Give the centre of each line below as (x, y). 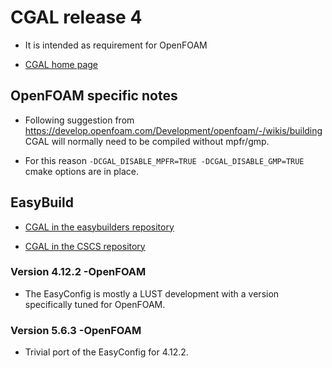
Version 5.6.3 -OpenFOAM (76, 330)
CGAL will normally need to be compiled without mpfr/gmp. (147, 141)
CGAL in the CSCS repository (85, 246)
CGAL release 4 (76, 17)
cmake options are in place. (81, 171)
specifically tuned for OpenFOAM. (95, 304)
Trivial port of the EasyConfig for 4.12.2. (106, 352)
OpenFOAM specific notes (94, 96)
